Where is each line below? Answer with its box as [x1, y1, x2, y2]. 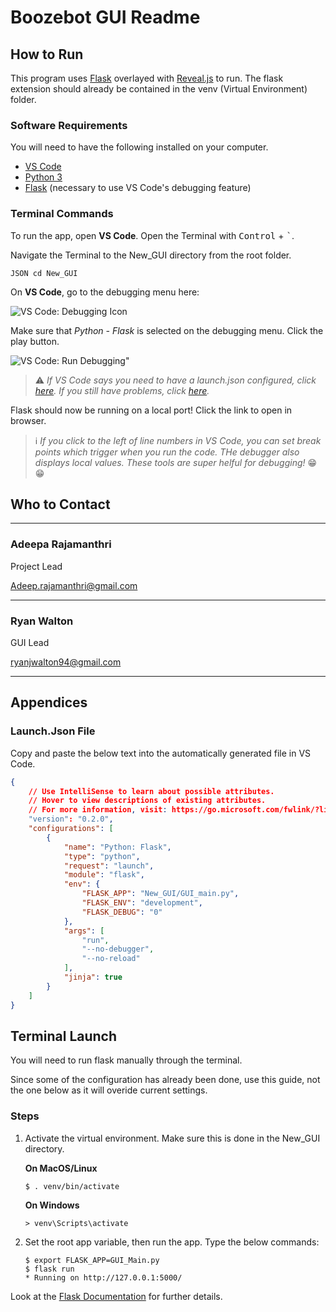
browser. [10, 414, 47, 426]
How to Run [10, 46, 84, 63]
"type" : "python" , [63, 851, 141, 861]
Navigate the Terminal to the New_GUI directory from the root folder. [10, 249, 292, 261]
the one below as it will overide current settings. [10, 1084, 208, 1096]
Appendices [10, 694, 88, 711]
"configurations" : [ [28, 824, 114, 834]
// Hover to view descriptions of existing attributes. [28, 796, 267, 806]
